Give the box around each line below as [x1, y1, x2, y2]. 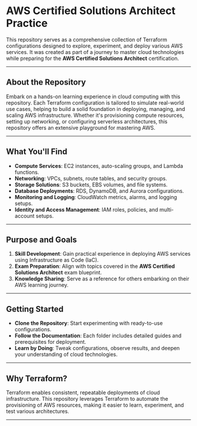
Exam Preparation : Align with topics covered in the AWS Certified [14, 263, 175, 270]
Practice [6, 16, 48, 30]
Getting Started [6, 304, 64, 314]
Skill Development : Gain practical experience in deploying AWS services [14, 250, 191, 257]
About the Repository [6, 78, 86, 88]
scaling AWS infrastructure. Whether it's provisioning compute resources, [6, 112, 184, 119]
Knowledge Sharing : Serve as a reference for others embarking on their [14, 275, 189, 283]
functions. [14, 169, 39, 176]
